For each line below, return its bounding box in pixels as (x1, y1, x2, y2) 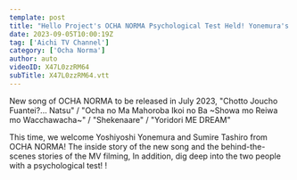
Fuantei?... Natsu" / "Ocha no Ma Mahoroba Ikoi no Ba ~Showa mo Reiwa (9, 104, 278, 116)
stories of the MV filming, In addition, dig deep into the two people (37, 151, 281, 161)
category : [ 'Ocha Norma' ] (9, 46, 105, 55)
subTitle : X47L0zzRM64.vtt (9, 71, 110, 80)
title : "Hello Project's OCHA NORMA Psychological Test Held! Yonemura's (9, 21, 290, 30)
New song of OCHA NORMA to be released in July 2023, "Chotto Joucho (9, 95, 278, 106)
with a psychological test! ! (9, 160, 108, 170)
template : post (9, 12, 66, 22)
